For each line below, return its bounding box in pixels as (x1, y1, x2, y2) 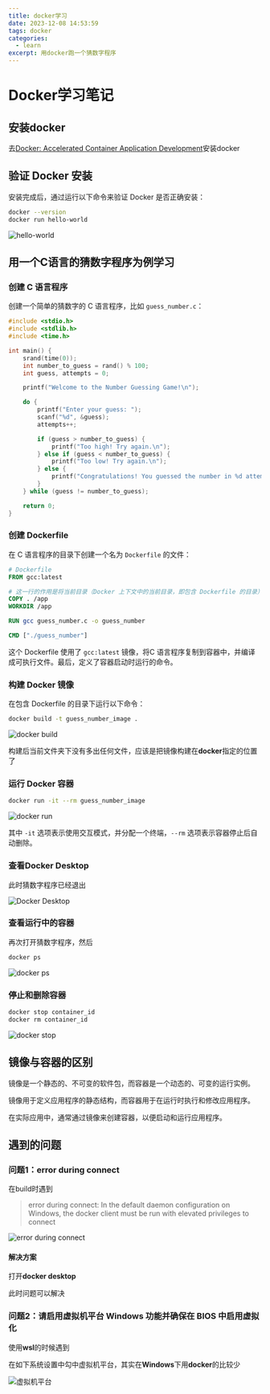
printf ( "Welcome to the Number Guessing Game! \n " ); (22, 383, 199, 392)
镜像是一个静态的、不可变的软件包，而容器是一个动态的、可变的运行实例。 (8, 1078, 255, 1088)
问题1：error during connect (8, 1164, 120, 1175)
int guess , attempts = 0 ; (22, 369, 110, 378)
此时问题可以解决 (8, 1289, 65, 1298)
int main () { (8, 346, 52, 354)
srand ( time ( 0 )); (22, 354, 78, 362)
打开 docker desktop (8, 1271, 76, 1282)
